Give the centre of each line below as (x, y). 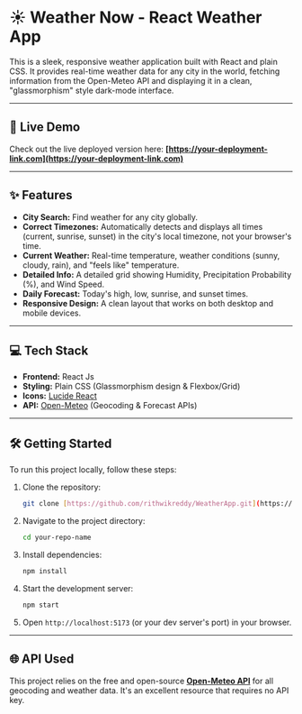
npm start (41, 605)
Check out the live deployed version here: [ (89, 149)
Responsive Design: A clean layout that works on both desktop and (148, 303)
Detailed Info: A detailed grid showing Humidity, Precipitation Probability (157, 274)
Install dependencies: (62, 554)
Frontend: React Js (58, 377)
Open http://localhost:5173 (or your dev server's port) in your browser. (157, 622)
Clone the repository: (62, 487)
